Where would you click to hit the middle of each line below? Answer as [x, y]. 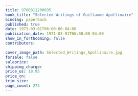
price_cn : [16, 76]
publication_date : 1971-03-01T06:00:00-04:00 [54, 34]
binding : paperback [26, 19]
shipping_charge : [24, 67]
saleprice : [17, 62]
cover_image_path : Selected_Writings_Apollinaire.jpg [64, 52]
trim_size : [17, 81]
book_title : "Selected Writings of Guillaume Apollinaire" [70, 15]
